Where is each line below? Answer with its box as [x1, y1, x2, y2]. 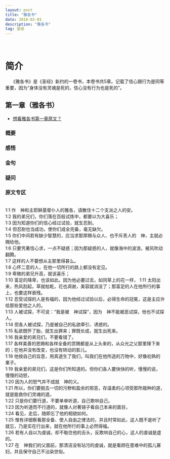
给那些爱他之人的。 [5, 302, 46, 308]
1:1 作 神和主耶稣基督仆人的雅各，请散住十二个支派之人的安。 [5, 207, 136, 213]
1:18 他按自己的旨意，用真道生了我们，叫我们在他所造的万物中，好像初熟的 [5, 353, 161, 359]
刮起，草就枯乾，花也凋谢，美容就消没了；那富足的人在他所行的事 [22, 283, 160, 289]
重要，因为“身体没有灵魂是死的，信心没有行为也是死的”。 [5, 85, 125, 91]
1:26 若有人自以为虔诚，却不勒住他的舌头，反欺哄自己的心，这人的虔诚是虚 [5, 429, 161, 435]
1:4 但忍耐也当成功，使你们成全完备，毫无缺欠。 [5, 226, 106, 232]
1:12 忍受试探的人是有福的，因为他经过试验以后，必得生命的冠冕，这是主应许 [5, 296, 165, 302]
